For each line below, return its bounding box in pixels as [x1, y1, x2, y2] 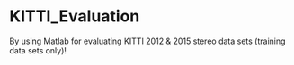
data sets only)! [9, 45, 67, 55]
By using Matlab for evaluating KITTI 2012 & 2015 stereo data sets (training [9, 36, 286, 46]
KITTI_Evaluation [9, 6, 140, 27]
